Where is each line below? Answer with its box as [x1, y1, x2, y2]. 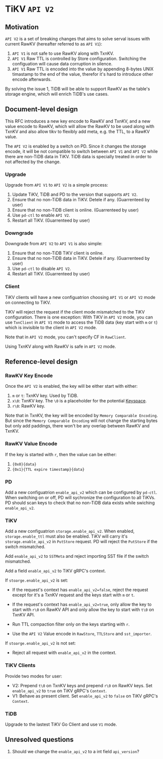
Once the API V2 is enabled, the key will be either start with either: [5, 383, 138, 389]
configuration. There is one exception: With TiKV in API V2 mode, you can [5, 314, 153, 320]
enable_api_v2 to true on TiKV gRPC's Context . [12, 688, 107, 694]
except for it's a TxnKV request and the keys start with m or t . [12, 592, 135, 598]
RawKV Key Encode [5, 372, 53, 379]
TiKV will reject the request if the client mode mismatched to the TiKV [5, 309, 145, 315]
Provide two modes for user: [5, 673, 62, 679]
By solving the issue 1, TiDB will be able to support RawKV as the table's [5, 86, 150, 91]
